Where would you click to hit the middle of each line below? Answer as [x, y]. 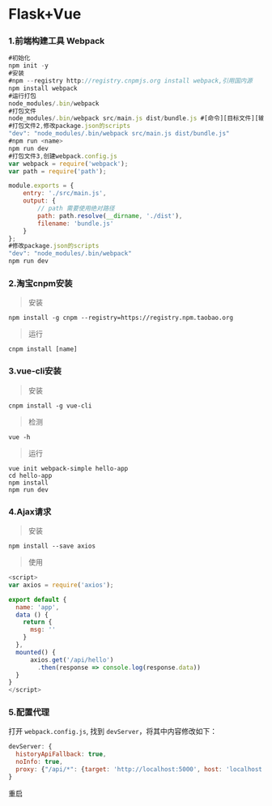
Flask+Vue [45, 14]
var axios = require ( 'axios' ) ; [61, 585]
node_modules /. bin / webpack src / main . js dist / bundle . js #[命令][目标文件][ [134, 118]
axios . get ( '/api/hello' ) [72, 660]
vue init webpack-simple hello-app [68, 468]
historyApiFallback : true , [61, 754]
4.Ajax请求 [30, 511]
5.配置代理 [29, 712]
